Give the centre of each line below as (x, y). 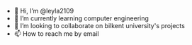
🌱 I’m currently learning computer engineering (81, 18)
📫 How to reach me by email (56, 34)
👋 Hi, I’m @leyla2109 (44, 11)
